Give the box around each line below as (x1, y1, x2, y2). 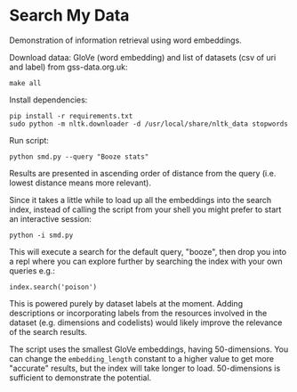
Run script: (9, 135, 49, 145)
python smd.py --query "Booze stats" (9, 152, 149, 161)
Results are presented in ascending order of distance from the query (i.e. (9, 167, 277, 178)
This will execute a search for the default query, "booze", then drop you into (9, 246, 287, 257)
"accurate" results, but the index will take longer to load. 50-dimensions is (9, 363, 281, 373)
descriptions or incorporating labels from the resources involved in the (9, 307, 268, 318)
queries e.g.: (9, 265, 56, 276)
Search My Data (9, 5, 130, 26)
